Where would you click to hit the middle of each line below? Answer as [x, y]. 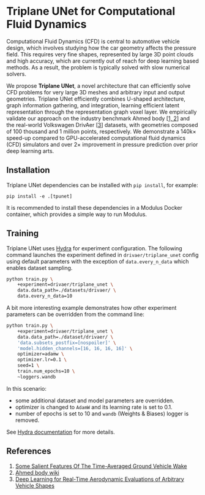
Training [23, 233]
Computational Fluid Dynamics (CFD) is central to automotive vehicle [93, 41]
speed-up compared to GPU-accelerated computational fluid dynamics [96, 138]
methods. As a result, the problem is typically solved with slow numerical [98, 67]
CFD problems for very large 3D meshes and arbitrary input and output [96, 92]
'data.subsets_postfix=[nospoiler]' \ [67, 343]
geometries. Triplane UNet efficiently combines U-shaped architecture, [96, 99]
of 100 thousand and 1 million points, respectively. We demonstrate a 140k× [102, 131]
